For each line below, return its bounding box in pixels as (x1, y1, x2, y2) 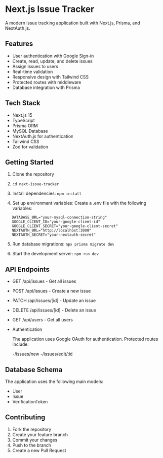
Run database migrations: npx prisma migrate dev (12, 241, 115, 247)
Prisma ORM (12, 123, 38, 129)
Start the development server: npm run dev (12, 251, 99, 257)
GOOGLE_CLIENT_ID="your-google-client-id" (11, 220, 100, 225)
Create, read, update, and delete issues (12, 58, 93, 64)
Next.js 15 (12, 112, 33, 118)
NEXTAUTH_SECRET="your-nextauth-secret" (11, 232, 96, 237)
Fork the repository (12, 426, 52, 432)
